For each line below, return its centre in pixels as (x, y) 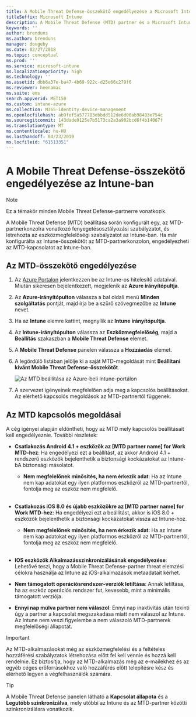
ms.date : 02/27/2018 (31, 50)
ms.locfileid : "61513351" (37, 142)
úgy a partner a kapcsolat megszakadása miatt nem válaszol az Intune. (100, 614)
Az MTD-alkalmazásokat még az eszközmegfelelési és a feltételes (86, 649)
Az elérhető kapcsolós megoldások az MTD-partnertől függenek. (93, 396)
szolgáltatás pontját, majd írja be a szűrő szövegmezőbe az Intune (95, 303)
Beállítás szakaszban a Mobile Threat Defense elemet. (81, 339)
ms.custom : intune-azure (36, 104)
